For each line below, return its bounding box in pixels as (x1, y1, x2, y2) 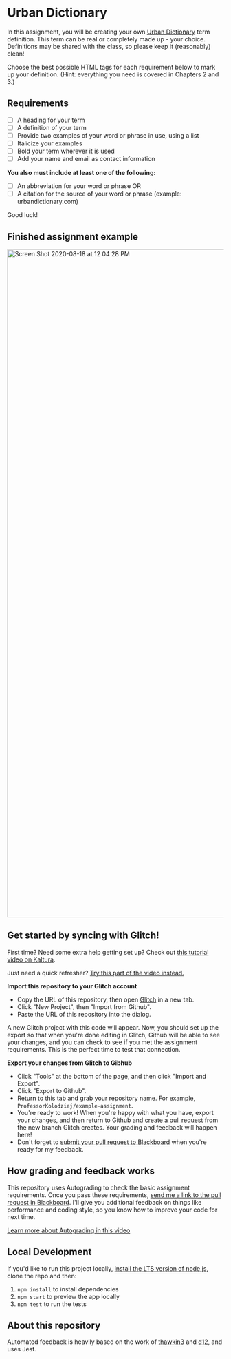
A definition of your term (16, 123, 87, 132)
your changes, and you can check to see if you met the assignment (7, 1038, 198, 1046)
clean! (7, 50, 25, 58)
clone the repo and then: (7, 1272, 77, 1280)
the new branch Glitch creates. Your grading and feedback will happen (16, 1123, 218, 1131)
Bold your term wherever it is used (16, 147, 115, 155)
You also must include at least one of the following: (7, 169, 156, 177)
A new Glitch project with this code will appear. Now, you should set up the (7, 1023, 219, 1031)
